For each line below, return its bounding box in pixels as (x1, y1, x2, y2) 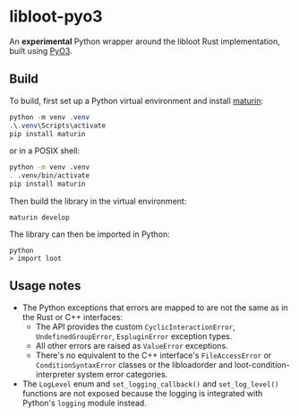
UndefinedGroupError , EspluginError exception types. (35, 330, 233, 342)
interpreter (35, 369, 75, 379)
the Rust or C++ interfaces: (21, 311, 124, 322)
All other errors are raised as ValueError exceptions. (35, 340, 228, 351)
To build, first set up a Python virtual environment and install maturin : (9, 95, 264, 106)
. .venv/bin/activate (9, 171, 90, 180)
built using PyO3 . (9, 45, 73, 56)
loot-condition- (234, 359, 291, 369)
